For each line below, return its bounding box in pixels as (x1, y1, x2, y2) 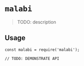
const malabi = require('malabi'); (5, 47, 80, 52)
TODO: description (17, 19, 57, 25)
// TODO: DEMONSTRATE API (5, 56, 59, 61)
